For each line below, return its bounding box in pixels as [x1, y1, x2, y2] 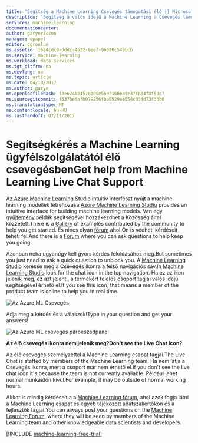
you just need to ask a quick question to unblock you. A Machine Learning [6, 257, 186, 264]
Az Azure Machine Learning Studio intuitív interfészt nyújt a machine [6, 195, 173, 202]
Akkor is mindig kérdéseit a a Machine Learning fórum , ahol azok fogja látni [6, 394, 189, 401]
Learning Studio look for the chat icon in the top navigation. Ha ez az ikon [6, 269, 184, 276]
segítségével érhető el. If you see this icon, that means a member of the [6, 282, 179, 289]
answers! [6, 317, 28, 324]
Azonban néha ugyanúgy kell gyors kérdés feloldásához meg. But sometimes [6, 250, 192, 257]
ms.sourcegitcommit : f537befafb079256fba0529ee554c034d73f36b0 [6, 96, 165, 102]
